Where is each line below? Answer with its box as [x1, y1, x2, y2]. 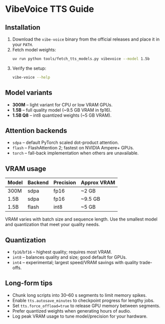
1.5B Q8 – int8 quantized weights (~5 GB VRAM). [12, 112, 112, 118]
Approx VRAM [81, 179, 115, 186]
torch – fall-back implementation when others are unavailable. [12, 150, 139, 156]
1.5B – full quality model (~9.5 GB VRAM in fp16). [12, 107, 112, 113]
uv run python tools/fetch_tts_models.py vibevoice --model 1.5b [12, 56, 150, 61]
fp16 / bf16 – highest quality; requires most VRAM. [12, 249, 112, 255]
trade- [139, 260, 153, 265]
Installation [5, 23, 41, 32]
